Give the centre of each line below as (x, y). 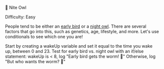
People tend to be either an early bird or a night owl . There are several (76, 26)
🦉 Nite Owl (16, 8)
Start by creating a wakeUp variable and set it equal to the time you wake (79, 46)
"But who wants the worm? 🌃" (35, 61)
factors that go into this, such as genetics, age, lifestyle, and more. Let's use (82, 31)
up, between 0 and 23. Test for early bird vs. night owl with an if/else (74, 51)
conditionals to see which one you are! (44, 37)
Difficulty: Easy (20, 17)
